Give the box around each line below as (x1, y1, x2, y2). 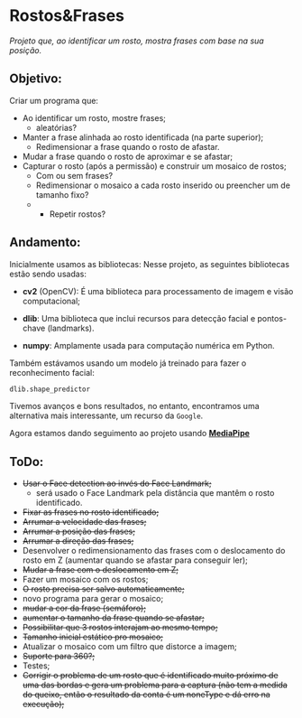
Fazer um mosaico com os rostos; (22, 574, 149, 585)
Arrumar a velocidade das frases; (22, 517, 147, 527)
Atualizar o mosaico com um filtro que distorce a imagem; (22, 641, 237, 652)
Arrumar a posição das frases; (22, 526, 135, 537)
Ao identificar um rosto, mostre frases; (22, 112, 167, 123)
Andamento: (9, 235, 81, 250)
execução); (22, 699, 65, 710)
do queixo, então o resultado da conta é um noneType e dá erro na (22, 689, 270, 700)
